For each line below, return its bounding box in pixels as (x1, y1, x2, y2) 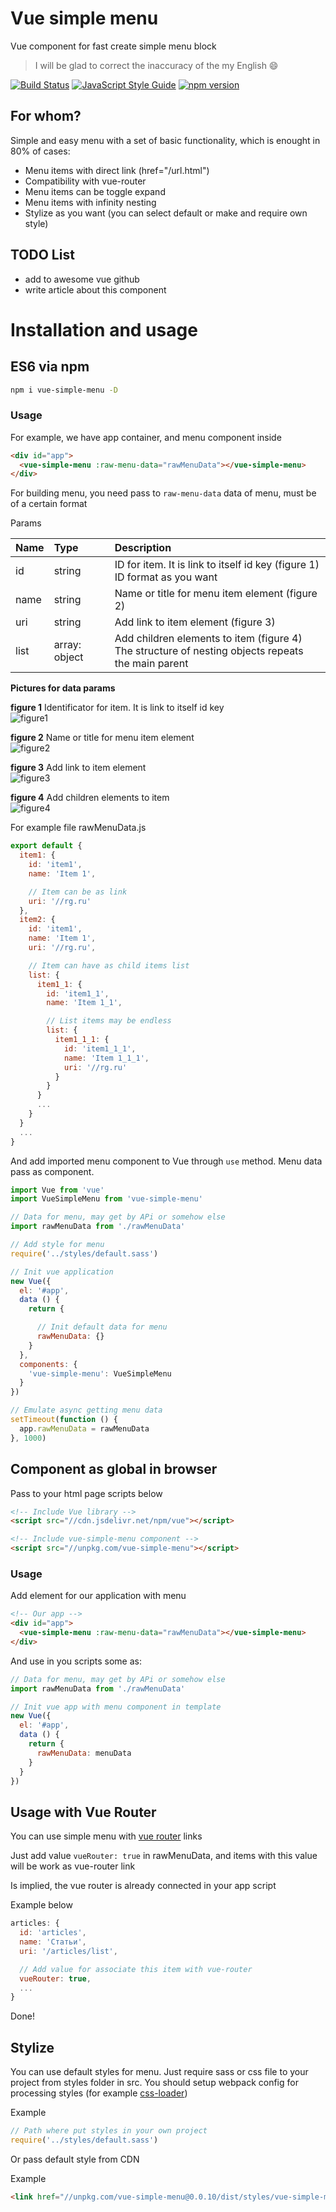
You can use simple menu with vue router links (10, 1830, 203, 1842)
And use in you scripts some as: (10, 1655, 142, 1667)
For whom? (10, 108, 82, 125)
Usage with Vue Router (10, 1803, 157, 1821)
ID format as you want (114, 570, 218, 584)
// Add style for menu (10, 1240, 105, 1250)
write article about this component (24, 283, 167, 296)
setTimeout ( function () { (10, 1415, 118, 1425)
